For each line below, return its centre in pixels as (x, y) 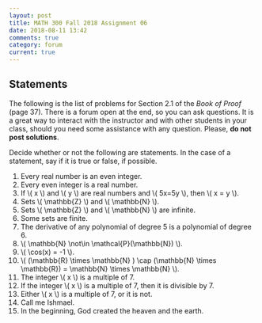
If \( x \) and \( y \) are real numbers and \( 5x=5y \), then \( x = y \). (130, 193)
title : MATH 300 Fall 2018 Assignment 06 (78, 23)
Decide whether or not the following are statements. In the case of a (120, 152)
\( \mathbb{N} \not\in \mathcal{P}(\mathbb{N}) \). (101, 243)
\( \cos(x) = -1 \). (47, 252)
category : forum (36, 45)
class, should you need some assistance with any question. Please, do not (130, 128)
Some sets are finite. (54, 218)
